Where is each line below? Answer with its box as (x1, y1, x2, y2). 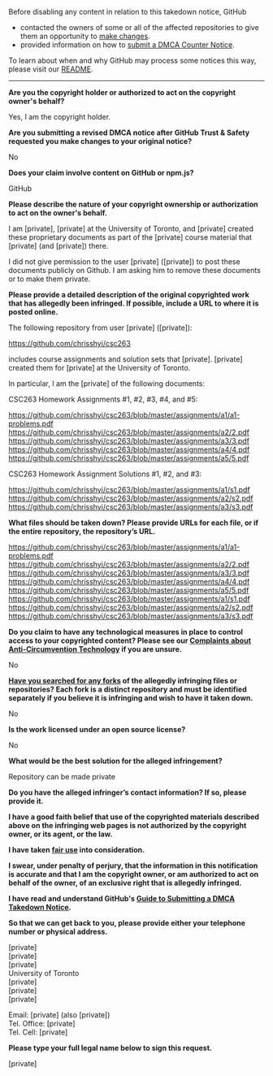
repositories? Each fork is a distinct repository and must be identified (8, 684, 247, 694)
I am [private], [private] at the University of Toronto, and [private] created (8, 223, 253, 233)
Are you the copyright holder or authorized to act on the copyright (8, 88, 236, 97)
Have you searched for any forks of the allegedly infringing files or (8, 676, 238, 685)
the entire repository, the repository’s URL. (8, 527, 156, 536)
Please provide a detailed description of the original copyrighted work (8, 290, 249, 299)
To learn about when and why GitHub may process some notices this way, (8, 56, 257, 65)
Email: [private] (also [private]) (8, 1010, 110, 1019)
